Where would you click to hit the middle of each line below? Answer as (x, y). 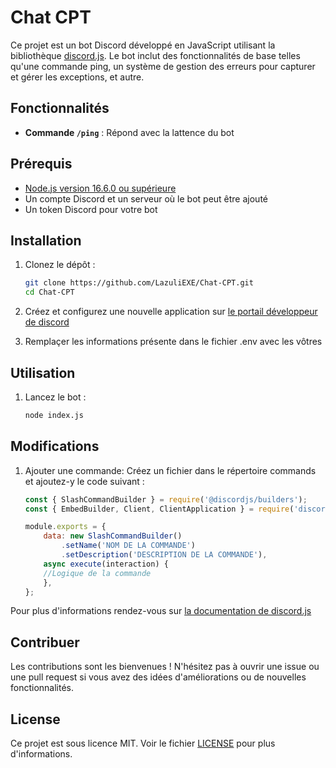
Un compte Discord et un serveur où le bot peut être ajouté (146, 198)
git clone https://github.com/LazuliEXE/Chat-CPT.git (139, 283)
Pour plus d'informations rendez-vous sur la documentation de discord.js (161, 611)
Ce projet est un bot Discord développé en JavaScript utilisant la (143, 45)
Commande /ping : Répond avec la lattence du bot (129, 132)
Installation (46, 240)
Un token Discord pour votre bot (91, 209)
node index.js (54, 415)
